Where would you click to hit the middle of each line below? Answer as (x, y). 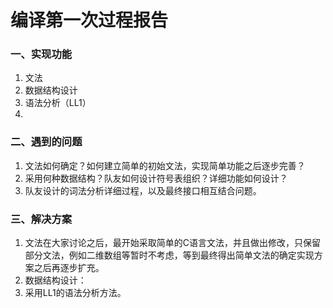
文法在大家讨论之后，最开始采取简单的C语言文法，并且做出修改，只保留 (173, 243)
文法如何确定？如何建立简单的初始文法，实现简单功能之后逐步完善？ (165, 165)
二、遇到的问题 (46, 142)
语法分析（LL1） (58, 103)
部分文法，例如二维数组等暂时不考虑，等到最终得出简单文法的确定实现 (169, 255)
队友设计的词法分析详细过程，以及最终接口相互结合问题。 (143, 190)
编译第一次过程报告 (89, 20)
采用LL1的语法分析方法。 (75, 293)
